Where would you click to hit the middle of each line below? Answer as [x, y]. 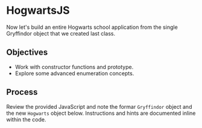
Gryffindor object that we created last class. [61, 33]
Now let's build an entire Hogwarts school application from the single [92, 27]
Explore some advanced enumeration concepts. [74, 73]
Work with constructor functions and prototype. [74, 67]
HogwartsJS [38, 11]
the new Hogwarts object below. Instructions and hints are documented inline [101, 113]
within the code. [26, 119]
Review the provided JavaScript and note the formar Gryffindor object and [99, 106]
